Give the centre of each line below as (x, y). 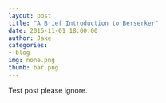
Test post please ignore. (48, 90)
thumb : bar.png (34, 68)
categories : (28, 46)
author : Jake (30, 38)
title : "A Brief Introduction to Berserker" (83, 23)
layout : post (30, 16)
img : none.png (32, 61)
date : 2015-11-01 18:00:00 (53, 30)
